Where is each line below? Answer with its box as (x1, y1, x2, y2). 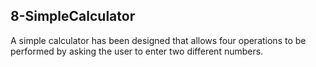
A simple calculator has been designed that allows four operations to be (10, 34, 307, 46)
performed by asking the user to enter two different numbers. (10, 45, 264, 57)
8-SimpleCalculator (10, 8, 136, 25)
